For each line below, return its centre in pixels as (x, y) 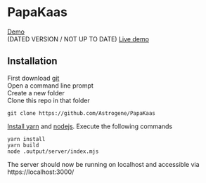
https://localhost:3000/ (41, 172)
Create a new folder (36, 93)
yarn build (23, 145)
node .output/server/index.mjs (53, 151)
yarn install (26, 139)
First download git (33, 78)
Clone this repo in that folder (49, 100)
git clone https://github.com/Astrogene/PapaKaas (82, 113)
